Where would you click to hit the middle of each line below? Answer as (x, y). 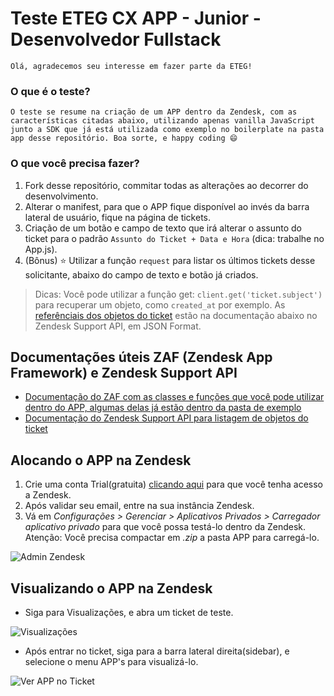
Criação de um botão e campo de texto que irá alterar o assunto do (163, 228)
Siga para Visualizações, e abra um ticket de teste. (129, 612)
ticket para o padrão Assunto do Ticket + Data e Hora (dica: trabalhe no (174, 238)
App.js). (41, 249)
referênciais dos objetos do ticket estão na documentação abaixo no (176, 315)
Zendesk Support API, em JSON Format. (118, 326)
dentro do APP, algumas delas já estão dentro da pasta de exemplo (163, 408)
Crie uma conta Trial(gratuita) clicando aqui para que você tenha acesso (173, 484)
